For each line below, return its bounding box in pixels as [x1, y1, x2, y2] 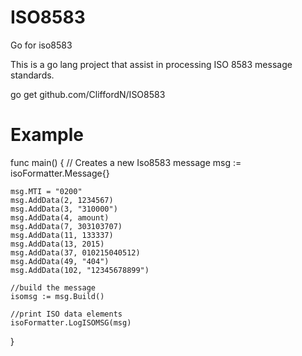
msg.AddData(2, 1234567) [10, 195, 114, 205]
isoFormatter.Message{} [10, 167, 110, 179]
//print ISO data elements [10, 309, 123, 319]
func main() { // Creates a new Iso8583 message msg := [10, 156, 242, 168]
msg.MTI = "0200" [10, 186, 83, 196]
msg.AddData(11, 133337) [10, 230, 114, 240]
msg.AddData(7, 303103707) [10, 221, 123, 231]
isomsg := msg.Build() [10, 291, 105, 301]
